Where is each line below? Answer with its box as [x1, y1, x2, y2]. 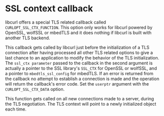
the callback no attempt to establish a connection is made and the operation [5, 76, 160, 82]
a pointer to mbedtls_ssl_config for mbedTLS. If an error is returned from [5, 70, 154, 76]
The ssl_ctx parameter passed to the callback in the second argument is [5, 60, 153, 66]
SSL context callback [5, 3, 93, 14]
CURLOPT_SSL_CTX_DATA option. [5, 86, 65, 92]
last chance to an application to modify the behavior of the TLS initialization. [5, 55, 160, 60]
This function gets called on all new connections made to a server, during [5, 95, 154, 101]
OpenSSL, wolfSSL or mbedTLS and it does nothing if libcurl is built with [5, 29, 152, 35]
